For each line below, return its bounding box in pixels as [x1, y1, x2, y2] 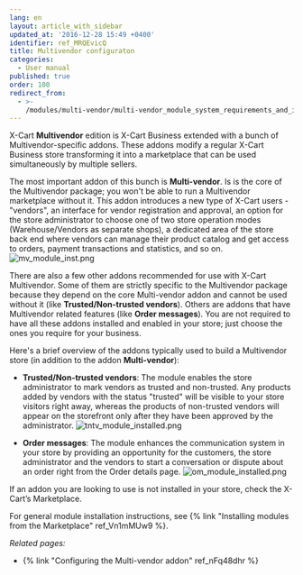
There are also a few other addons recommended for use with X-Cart [9, 270, 267, 281]
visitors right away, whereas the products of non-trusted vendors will [22, 401, 280, 412]
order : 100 [9, 80, 50, 89]
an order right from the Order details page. [22, 466, 181, 478]
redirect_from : [9, 88, 67, 97]
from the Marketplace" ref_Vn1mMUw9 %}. [9, 520, 169, 532]
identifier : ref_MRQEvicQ [9, 38, 106, 48]
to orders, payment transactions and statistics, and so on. [9, 243, 224, 254]
